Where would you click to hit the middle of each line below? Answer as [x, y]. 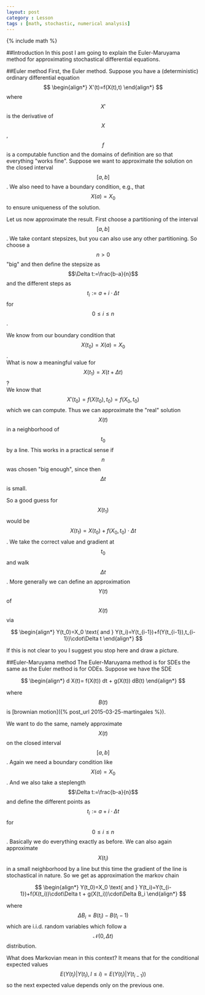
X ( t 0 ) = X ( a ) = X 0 [103, 345]
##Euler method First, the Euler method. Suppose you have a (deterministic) [102, 71]
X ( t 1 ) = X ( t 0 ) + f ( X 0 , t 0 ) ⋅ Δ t [103, 531]
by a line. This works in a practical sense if [60, 450]
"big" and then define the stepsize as [53, 264]
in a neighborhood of [33, 429]
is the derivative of [30, 116]
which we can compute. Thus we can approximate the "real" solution [94, 410]
